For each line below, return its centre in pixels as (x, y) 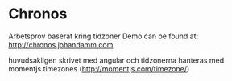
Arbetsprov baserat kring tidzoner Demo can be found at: (104, 36)
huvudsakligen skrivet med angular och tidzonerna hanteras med (116, 60)
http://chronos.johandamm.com (61, 44)
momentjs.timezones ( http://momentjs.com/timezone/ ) (99, 68)
